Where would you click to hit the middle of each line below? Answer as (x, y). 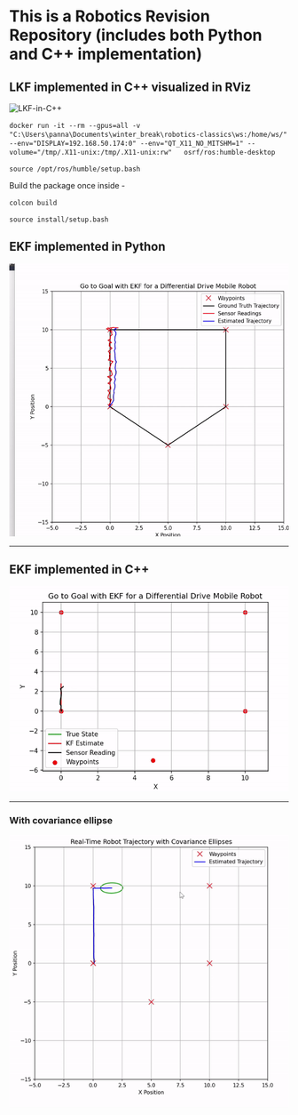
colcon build (33, 203)
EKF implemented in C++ (79, 570)
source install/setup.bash (59, 220)
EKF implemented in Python (87, 247)
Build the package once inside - (67, 185)
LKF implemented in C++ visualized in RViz (130, 87)
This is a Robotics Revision (110, 16)
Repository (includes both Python (136, 35)
